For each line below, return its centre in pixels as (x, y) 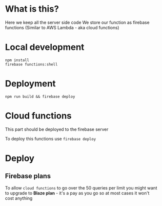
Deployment (30, 84)
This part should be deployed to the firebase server (57, 129)
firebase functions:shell (31, 64)
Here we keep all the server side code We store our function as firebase (77, 22)
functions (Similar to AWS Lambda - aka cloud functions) (62, 27)
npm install (17, 60)
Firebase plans (28, 176)
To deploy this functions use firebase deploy (51, 138)
